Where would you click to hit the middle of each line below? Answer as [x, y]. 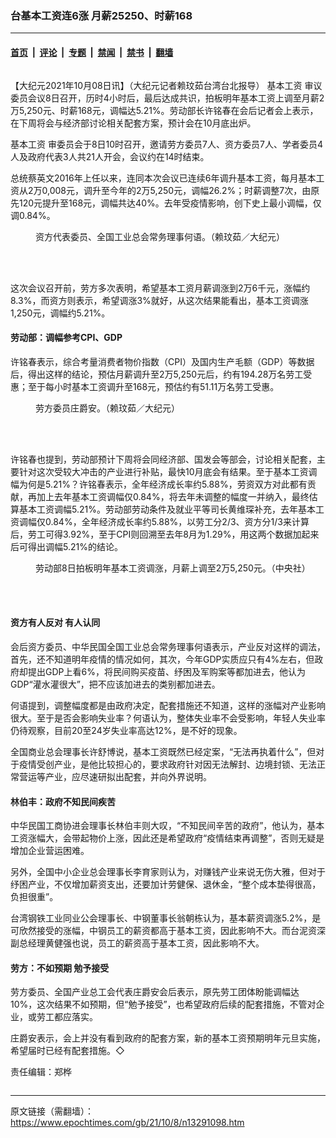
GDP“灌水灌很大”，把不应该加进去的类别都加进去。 [115, 684]
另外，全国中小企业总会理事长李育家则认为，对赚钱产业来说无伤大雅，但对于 [168, 872]
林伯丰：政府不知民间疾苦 [63, 801]
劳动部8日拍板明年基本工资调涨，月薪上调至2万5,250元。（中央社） [173, 568]
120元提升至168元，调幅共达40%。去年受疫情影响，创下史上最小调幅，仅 [170, 203]
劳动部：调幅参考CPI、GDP [66, 338]
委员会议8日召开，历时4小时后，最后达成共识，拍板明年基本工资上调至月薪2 [167, 98]
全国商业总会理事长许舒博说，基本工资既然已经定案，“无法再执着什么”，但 [163, 751]
